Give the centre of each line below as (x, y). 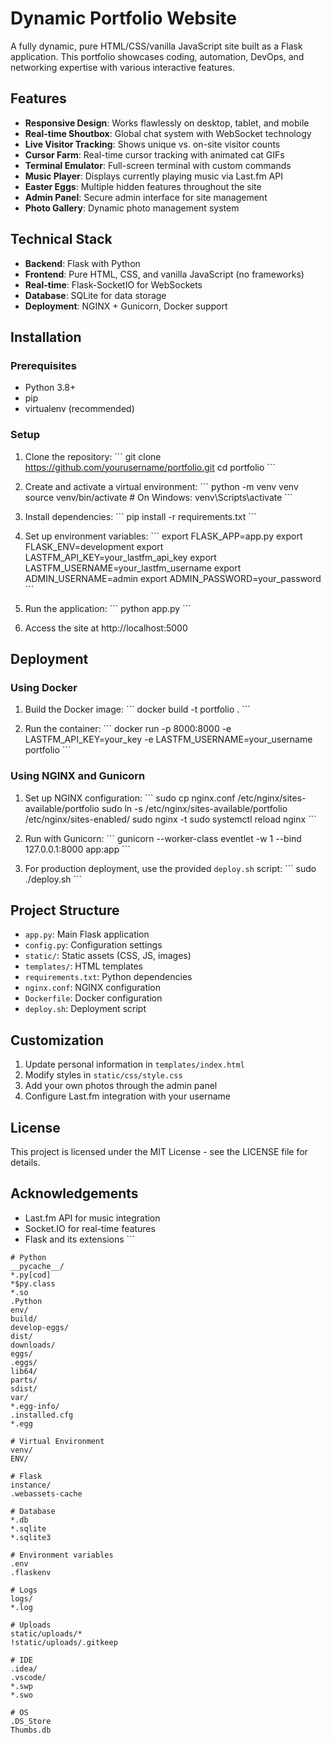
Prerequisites (43, 365)
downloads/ (33, 1345)
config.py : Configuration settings (93, 945)
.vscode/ (28, 1677)
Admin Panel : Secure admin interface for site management (146, 197)
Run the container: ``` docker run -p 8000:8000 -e (128, 729)
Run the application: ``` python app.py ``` (108, 608)
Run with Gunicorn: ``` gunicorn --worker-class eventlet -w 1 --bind (163, 838)
